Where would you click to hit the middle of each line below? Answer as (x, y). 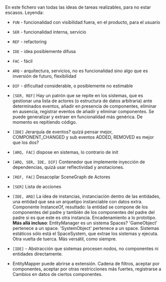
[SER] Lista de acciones (37, 187)
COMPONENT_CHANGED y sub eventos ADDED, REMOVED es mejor (83, 137)
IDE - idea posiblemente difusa (44, 51)
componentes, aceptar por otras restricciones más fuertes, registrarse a (87, 269)
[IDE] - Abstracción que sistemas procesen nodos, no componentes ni (85, 248)
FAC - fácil (22, 61)
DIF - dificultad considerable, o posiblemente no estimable (73, 86)
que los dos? (25, 143)
